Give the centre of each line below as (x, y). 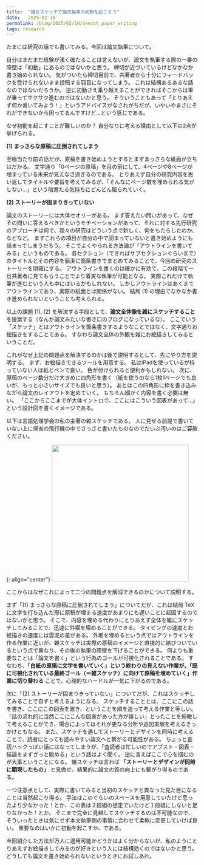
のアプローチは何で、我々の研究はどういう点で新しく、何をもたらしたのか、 (102, 231)
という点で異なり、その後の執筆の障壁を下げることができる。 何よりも (100, 651)
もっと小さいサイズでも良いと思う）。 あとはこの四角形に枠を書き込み (109, 385)
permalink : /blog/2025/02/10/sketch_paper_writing (72, 23)
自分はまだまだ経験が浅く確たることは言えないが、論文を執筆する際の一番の (102, 60)
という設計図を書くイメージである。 (52, 408)
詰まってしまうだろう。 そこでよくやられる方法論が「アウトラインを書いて (100, 246)
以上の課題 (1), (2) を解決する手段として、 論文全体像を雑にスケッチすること (101, 312)
